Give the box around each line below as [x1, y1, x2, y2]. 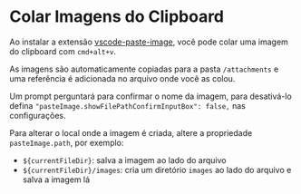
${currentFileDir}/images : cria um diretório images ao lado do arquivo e [22, 164, 292, 175]
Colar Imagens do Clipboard [9, 6, 225, 27]
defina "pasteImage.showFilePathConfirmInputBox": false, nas [9, 100, 247, 111]
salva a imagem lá [22, 174, 91, 185]
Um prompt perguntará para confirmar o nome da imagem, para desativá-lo [9, 91, 292, 102]
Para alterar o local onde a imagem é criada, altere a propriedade [9, 127, 253, 138]
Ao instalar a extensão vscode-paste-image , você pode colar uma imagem [9, 36, 288, 47]
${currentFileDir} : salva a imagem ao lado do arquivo [22, 154, 227, 165]
